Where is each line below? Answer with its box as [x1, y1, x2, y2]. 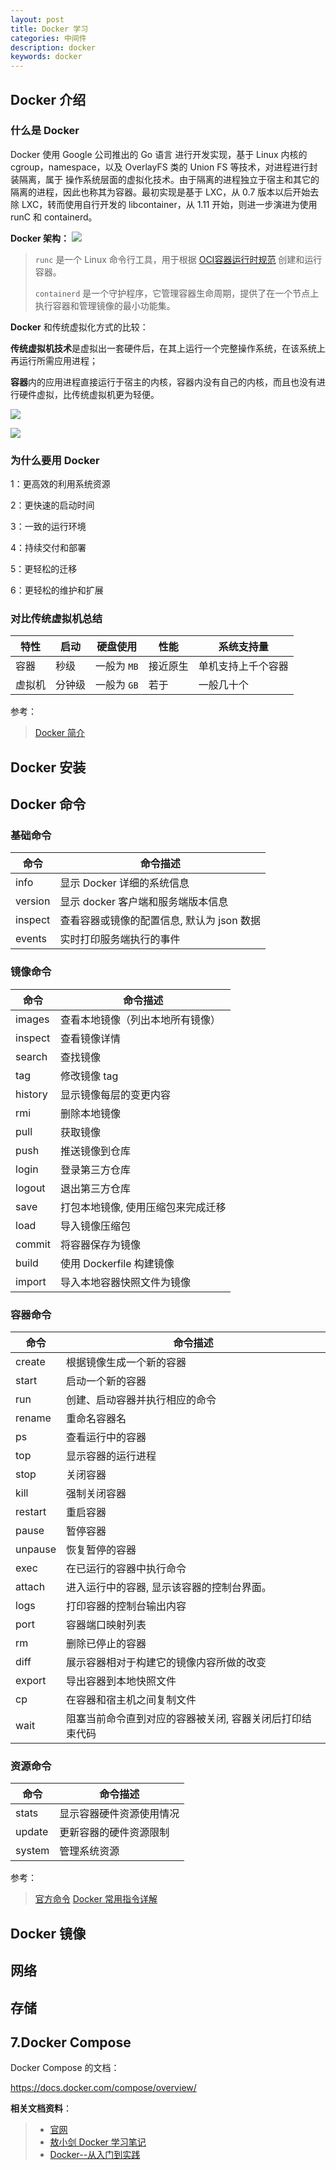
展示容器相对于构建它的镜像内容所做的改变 [66, 1656, 267, 1670]
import [15, 1274, 47, 1288]
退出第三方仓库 [59, 1181, 131, 1195]
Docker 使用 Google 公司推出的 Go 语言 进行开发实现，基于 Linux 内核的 [10, 148, 308, 160]
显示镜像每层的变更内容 [59, 1087, 171, 1101]
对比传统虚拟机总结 [10, 612, 103, 626]
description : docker [10, 42, 97, 53]
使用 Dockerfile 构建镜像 [59, 1256, 175, 1270]
